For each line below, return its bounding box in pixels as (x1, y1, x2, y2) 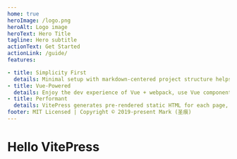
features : (7, 57, 37, 64)
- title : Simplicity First (7, 69, 87, 76)
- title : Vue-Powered (7, 82, 71, 89)
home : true (7, 10, 39, 18)
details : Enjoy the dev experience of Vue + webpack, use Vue (13, 89, 200, 96)
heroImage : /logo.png (7, 17, 71, 24)
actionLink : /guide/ (7, 50, 68, 57)
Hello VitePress (7, 139, 100, 155)
